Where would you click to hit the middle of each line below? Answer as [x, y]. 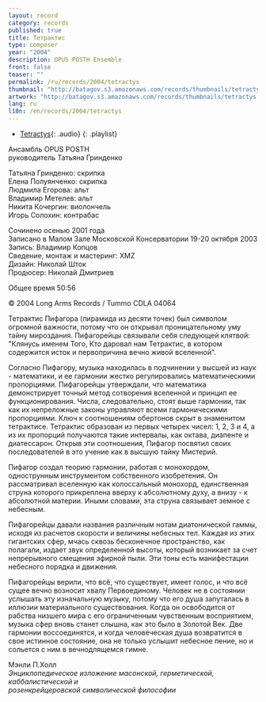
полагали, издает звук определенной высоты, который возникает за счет [133, 550]
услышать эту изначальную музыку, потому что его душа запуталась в [129, 599]
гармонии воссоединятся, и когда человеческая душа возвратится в [125, 632]
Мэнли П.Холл [32, 665]
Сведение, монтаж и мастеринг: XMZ [72, 256]
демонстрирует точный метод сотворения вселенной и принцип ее [123, 393]
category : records [38, 23]
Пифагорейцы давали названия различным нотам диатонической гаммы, [133, 525]
